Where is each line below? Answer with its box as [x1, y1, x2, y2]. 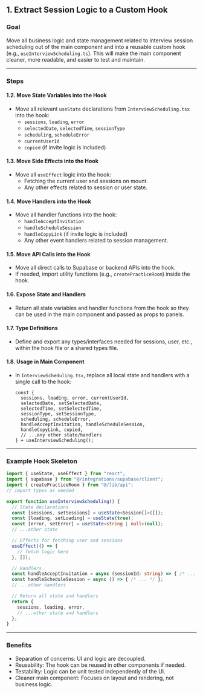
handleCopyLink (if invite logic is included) [24, 230, 128, 238]
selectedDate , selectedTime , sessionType [24, 124, 126, 132]
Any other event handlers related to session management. [24, 237, 169, 244]
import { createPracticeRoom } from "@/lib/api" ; [6, 482, 134, 488]
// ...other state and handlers [17, 610, 98, 616]
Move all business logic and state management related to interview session [6, 36, 193, 44]
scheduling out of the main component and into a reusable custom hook [6, 43, 185, 50]
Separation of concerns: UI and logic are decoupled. [14, 655, 146, 662]
